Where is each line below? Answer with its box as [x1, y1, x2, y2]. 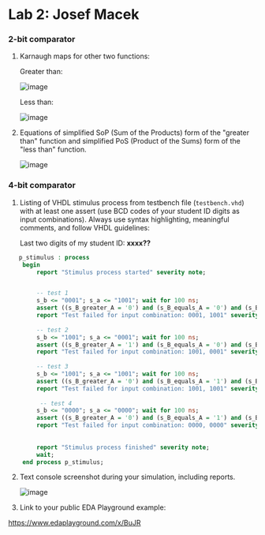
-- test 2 [36, 326, 69, 334]
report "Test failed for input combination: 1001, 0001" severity [36, 348, 259, 356]
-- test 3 [36, 363, 69, 371]
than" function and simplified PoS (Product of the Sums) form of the [19, 137, 241, 146]
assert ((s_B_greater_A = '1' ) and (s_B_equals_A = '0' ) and [36, 341, 242, 349]
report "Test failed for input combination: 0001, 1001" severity [36, 312, 259, 320]
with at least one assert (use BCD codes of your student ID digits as [19, 206, 241, 215]
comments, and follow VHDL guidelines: [19, 223, 150, 232]
